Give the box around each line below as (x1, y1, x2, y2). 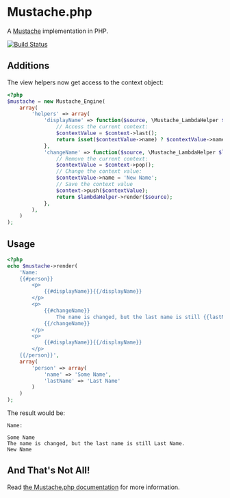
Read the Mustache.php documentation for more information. (7, 483, 180, 491)
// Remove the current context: (55, 155, 149, 162)
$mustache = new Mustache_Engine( (7, 97, 106, 105)
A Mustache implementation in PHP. (7, 27, 108, 35)
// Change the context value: (55, 168, 142, 175)
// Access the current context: (55, 123, 149, 130)
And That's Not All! (7, 464, 90, 477)
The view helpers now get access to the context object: (7, 78, 164, 86)
